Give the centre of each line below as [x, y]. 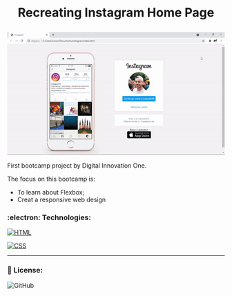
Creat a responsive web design [61, 200]
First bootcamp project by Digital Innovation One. [77, 166]
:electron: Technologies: [49, 217]
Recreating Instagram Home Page [116, 13]
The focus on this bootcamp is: [51, 179]
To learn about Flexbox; [51, 193]
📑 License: [25, 270]
